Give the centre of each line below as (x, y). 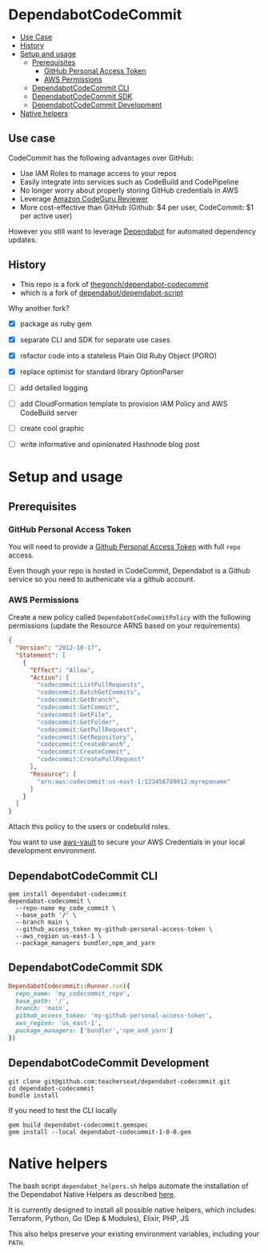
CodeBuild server (48, 413)
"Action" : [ (49, 677)
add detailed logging (54, 387)
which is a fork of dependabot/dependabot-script (102, 293)
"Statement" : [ (41, 655)
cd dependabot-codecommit (51, 1088)
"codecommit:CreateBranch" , (84, 744)
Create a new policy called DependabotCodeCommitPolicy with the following (130, 617)
